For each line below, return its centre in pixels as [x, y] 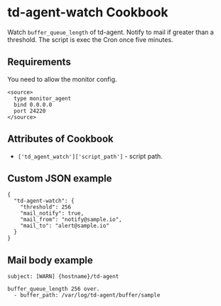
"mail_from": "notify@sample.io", [71, 220]
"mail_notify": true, [52, 213]
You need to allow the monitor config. [62, 79]
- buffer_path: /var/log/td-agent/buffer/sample [87, 295]
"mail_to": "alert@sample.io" [65, 226]
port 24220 [30, 111]
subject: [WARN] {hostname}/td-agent [63, 277]
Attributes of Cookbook [60, 139]
